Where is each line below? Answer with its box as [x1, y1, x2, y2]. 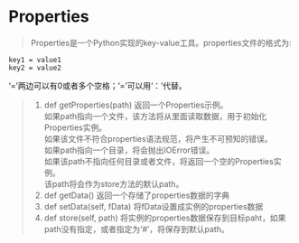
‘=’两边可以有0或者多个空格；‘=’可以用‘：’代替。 [8, 79, 187, 91]
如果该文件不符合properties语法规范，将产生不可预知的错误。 [43, 133, 273, 144]
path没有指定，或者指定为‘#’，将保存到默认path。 [43, 223, 229, 234]
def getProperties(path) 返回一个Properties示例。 [43, 99, 229, 110]
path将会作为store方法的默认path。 [51, 178, 184, 189]
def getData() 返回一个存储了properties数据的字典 [43, 190, 230, 201]
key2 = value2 [8, 63, 62, 72]
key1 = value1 [8, 55, 62, 64]
